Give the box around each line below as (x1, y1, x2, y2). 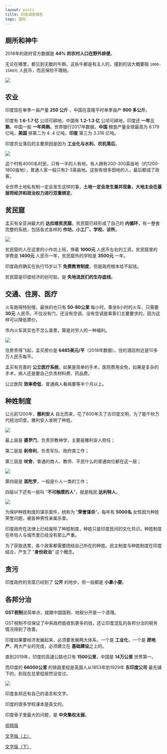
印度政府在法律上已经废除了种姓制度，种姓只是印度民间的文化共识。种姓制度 (5, 526, 162, 532)
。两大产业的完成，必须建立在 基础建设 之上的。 (9, 643, 107, 649)
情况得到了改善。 (5, 626, 40, 632)
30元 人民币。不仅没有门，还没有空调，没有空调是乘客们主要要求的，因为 (5, 310, 156, 316)
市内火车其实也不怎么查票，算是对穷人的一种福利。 (5, 327, 110, 333)
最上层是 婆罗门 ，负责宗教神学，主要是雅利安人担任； (5, 437, 115, 443)
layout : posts (5, 7, 35, 12)
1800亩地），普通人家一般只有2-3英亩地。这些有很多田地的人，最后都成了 (5, 167, 156, 173)
